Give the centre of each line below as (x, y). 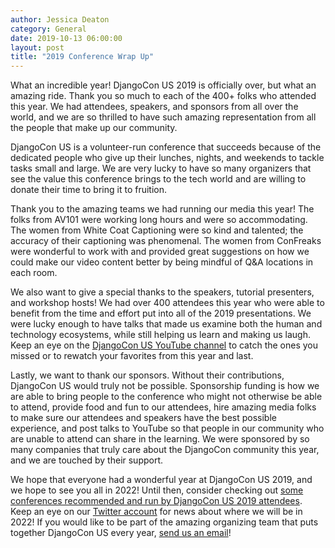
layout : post (37, 47)
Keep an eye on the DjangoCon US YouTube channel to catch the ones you (164, 345)
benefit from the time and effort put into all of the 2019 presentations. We (161, 313)
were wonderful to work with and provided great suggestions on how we (160, 252)
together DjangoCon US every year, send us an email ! (121, 533)
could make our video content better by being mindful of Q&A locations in (162, 262)
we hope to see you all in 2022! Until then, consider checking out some (157, 490)
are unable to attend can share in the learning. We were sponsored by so (160, 439)
